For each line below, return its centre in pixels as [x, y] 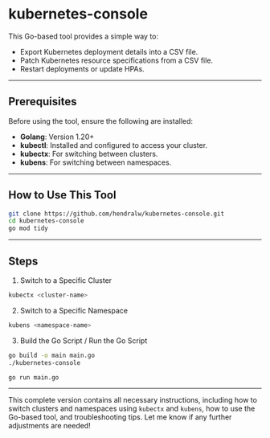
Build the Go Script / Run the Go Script [84, 340]
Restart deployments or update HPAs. [82, 68]
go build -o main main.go [51, 355]
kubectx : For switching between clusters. [89, 154]
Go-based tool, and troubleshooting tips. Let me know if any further [120, 417]
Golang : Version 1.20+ [57, 137]
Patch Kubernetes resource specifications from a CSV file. [117, 60]
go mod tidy [28, 229]
